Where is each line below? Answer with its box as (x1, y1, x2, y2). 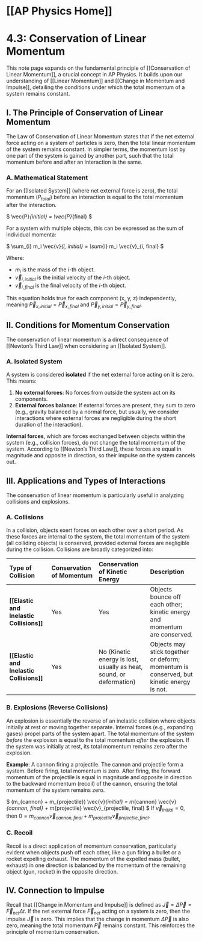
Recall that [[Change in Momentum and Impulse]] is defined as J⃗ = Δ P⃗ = (6, 901, 192, 909)
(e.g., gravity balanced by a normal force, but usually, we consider (14, 408, 179, 416)
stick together (150, 648, 189, 656)
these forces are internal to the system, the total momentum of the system (6, 533, 190, 540)
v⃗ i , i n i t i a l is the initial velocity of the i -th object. (14, 274, 130, 282)
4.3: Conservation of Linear (6, 32, 147, 46)
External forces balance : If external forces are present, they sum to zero (14, 402, 195, 409)
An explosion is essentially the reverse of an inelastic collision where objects (6, 717, 196, 724)
